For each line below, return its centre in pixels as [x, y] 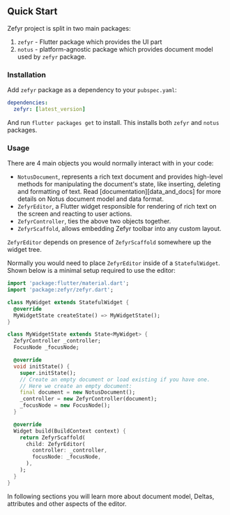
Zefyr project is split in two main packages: [69, 28]
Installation [27, 75]
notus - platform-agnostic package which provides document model [115, 49]
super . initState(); [48, 373]
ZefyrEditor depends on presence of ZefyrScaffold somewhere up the [109, 242]
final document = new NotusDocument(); [78, 393]
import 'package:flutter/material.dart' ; [68, 283]
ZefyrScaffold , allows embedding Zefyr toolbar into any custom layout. [119, 229]
